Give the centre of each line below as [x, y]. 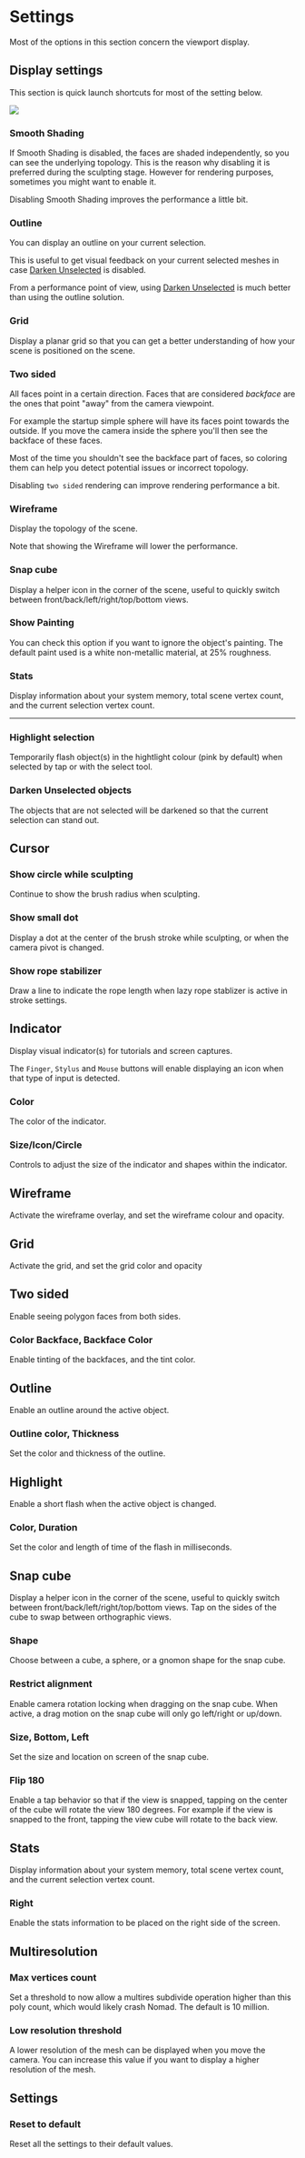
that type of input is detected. [65, 1078]
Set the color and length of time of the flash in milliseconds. [121, 1547]
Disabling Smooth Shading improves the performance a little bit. [129, 200]
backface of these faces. [56, 440]
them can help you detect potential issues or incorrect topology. [129, 467]
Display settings [56, 70]
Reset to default [45, 2123]
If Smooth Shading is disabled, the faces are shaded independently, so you [149, 153]
